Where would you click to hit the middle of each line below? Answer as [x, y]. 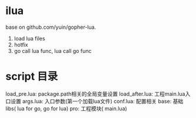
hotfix [21, 45]
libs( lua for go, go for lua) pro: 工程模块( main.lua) [66, 108]
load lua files [29, 38]
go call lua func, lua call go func [53, 50]
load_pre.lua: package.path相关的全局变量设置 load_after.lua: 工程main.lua [95, 94]
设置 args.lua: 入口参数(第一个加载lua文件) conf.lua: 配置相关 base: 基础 [97, 101]
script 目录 [32, 77]
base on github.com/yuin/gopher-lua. [51, 27]
